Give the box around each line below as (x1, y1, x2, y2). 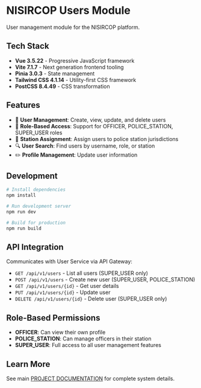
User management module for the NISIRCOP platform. (6, 23, 140, 31)
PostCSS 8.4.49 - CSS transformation (14, 83, 110, 90)
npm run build (6, 225, 42, 231)
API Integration (6, 242, 64, 252)
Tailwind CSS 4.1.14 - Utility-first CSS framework (14, 76, 137, 83)
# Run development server (6, 203, 71, 210)
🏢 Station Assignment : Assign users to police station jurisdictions (14, 135, 179, 142)
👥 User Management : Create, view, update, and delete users (14, 116, 166, 124)
